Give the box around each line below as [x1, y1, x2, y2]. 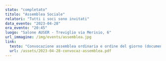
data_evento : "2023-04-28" [5, 21, 61, 26]
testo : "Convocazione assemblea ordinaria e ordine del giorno [9, 44, 142, 49]
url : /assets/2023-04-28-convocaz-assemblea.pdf [9, 48, 112, 53]
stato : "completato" [5, 7, 48, 12]
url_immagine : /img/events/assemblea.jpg [5, 35, 92, 40]
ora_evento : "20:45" [5, 26, 48, 30]
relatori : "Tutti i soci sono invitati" [5, 16, 90, 21]
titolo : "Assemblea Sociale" [5, 12, 65, 17]
